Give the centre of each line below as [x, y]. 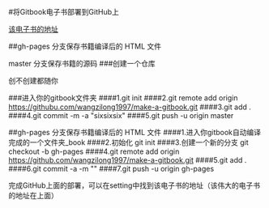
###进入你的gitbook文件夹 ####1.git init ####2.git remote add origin [123, 98]
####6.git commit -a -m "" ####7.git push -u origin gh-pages [111, 169]
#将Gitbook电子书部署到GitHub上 [64, 12]
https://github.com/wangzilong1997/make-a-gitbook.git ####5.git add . [128, 160]
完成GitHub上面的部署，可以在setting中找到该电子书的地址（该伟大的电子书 [134, 185]
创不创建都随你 [33, 81]
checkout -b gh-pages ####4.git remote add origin [94, 151]
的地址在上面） [33, 195]
